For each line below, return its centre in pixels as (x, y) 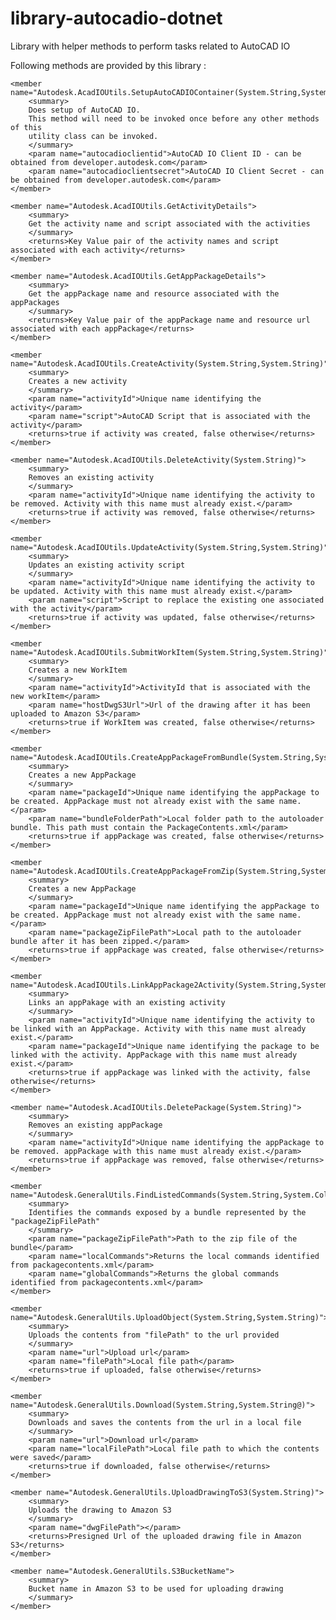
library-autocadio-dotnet (116, 18)
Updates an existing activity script (107, 565)
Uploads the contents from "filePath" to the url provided (154, 1335)
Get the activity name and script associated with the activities (169, 223)
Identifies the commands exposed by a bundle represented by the (167, 1212)
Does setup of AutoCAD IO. (84, 110)
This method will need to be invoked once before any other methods (174, 118)
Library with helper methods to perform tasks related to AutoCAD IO (150, 46)
